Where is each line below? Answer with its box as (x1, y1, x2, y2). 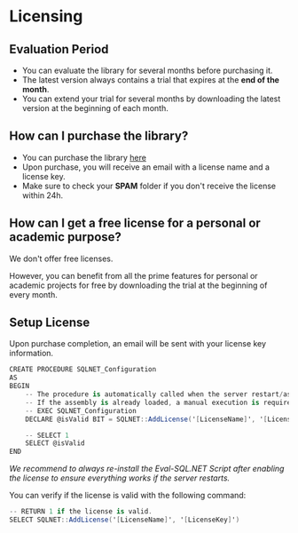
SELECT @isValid (25, 439, 86, 448)
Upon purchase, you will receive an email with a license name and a (21, 162, 271, 172)
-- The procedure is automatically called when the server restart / (25, 390, 284, 399)
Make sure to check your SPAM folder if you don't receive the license (21, 180, 277, 191)
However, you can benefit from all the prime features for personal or (9, 270, 259, 281)
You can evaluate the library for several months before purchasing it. (21, 65, 273, 76)
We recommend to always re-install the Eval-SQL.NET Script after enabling (9, 464, 285, 474)
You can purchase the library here (21, 152, 146, 163)
